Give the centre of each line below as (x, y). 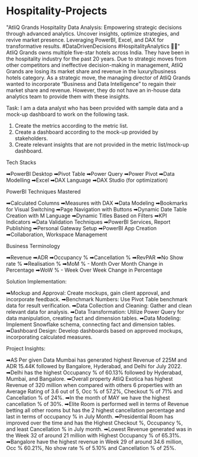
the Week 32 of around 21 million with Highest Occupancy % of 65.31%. (94, 435)
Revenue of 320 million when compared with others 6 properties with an (94, 385)
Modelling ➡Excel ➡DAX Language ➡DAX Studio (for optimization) (87, 180)
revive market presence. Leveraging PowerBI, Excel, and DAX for (85, 40)
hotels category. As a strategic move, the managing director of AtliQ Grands (98, 78)
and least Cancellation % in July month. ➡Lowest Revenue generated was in (99, 429)
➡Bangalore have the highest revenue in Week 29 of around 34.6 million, (95, 442)
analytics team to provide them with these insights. (68, 96)
